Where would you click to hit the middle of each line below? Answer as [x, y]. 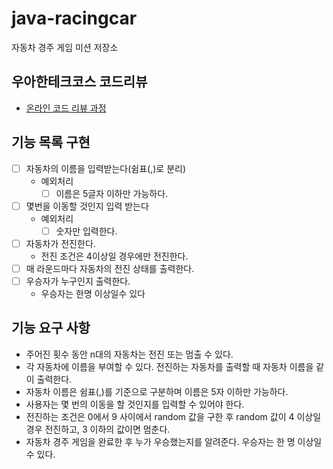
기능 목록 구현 [51, 142]
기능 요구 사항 [51, 328]
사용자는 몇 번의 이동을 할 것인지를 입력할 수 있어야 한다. [135, 404]
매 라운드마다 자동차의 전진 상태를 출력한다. [110, 268]
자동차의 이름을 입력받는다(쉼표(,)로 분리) [106, 168]
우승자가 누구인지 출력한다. [78, 281]
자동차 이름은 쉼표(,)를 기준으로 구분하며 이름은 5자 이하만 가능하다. [157, 391]
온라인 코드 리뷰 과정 [66, 108]
